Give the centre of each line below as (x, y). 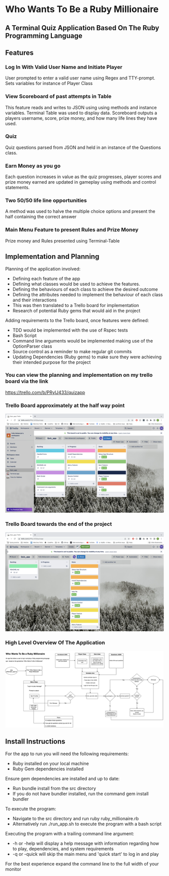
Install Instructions (35, 741)
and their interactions (34, 300)
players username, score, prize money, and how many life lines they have (81, 118)
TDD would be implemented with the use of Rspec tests (70, 330)
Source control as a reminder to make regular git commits (72, 351)
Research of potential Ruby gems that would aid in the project (76, 310)
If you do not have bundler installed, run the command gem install (80, 793)
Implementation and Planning (52, 257)
